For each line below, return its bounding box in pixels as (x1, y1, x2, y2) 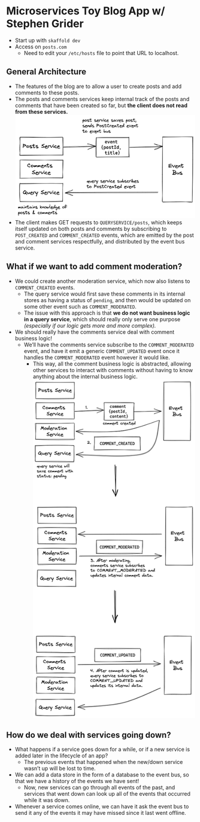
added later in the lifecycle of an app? (14, 752, 108, 759)
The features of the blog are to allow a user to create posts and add (14, 83, 181, 90)
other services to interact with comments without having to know (32, 366, 193, 373)
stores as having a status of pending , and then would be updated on (23, 296, 191, 303)
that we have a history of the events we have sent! (14, 778, 140, 785)
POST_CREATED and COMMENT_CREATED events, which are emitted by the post (14, 232, 195, 239)
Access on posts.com (14, 43, 67, 50)
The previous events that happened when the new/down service (23, 759, 183, 766)
